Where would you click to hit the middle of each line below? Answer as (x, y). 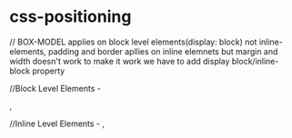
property (48, 71)
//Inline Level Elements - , (57, 123)
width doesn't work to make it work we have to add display (120, 61)
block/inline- (255, 61)
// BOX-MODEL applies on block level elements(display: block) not (133, 42)
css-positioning (70, 17)
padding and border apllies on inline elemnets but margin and (163, 51)
